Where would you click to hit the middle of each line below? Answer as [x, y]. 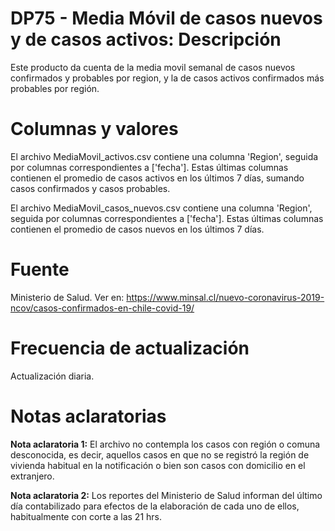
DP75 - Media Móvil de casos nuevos [166, 18]
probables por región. [55, 88]
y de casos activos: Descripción [146, 39]
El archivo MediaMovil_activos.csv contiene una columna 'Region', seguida [164, 156]
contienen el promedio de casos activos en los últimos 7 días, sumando [157, 178]
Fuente [40, 269]
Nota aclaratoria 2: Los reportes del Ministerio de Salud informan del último [166, 495]
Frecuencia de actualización [130, 348]
